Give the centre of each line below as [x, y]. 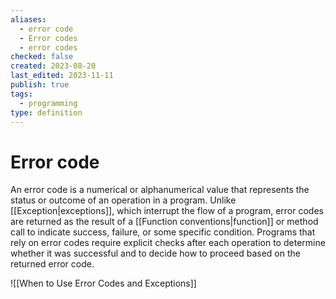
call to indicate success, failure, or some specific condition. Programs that [163, 232]
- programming [48, 103]
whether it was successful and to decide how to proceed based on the [155, 253]
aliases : [28, 19]
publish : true [40, 85]
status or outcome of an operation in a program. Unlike [123, 200]
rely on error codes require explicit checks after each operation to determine [168, 243]
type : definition [46, 112]
